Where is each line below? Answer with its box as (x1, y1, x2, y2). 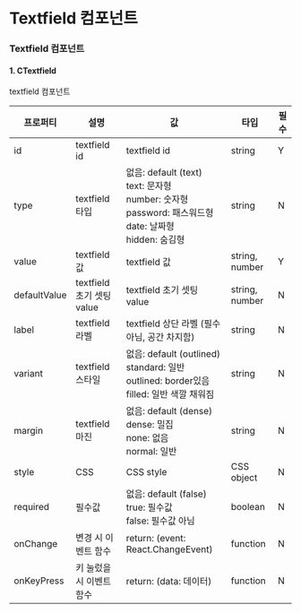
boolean (230, 501, 266, 514)
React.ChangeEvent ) (125, 543, 213, 556)
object (230, 471, 258, 484)
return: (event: (125, 532, 186, 545)
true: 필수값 (125, 501, 173, 514)
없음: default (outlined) (125, 348, 221, 360)
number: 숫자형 (125, 194, 189, 206)
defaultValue (13, 289, 67, 301)
